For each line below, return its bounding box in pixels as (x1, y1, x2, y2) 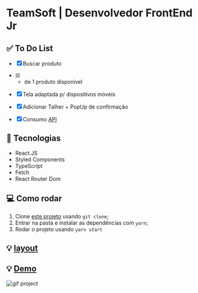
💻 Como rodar (6, 194, 62, 204)
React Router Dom (15, 175, 61, 182)
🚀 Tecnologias (6, 133, 61, 144)
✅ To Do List (6, 43, 53, 53)
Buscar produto (22, 60, 62, 67)
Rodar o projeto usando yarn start (15, 225, 103, 233)
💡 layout (6, 243, 38, 254)
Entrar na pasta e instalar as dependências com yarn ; (15, 219, 148, 226)
